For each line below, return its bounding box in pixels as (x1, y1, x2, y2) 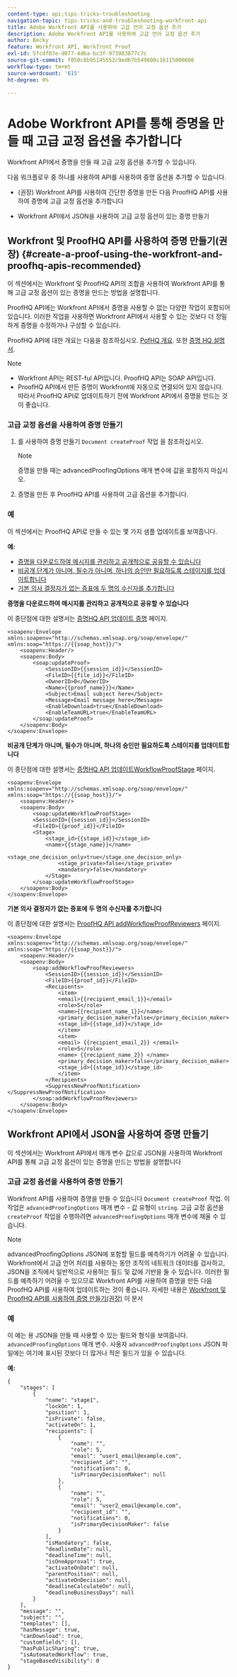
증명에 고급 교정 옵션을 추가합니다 (30, 197, 124, 206)
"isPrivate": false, (45, 1415, 106, 1423)
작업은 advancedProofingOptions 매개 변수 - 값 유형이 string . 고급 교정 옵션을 (7, 1203, 224, 1211)
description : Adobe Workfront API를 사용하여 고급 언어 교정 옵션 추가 (7, 30, 201, 38)
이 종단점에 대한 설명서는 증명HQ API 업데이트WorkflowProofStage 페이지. (7, 764, 216, 774)
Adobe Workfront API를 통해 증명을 (7, 115, 210, 131)
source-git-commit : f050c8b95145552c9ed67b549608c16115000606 (7, 57, 195, 64)
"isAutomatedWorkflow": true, (20, 1651, 110, 1659)
